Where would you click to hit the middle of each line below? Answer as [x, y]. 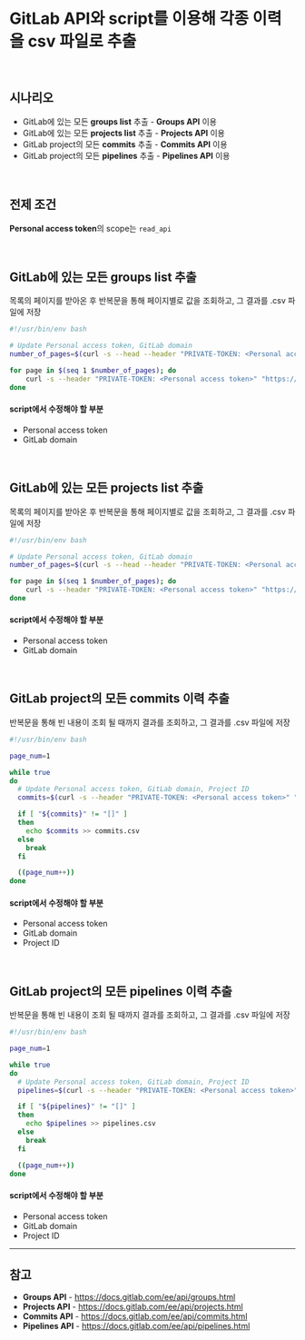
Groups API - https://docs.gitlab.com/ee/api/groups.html [129, 1297]
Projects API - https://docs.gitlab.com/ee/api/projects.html [133, 1307]
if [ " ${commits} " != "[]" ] [73, 814]
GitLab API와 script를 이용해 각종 [129, 19]
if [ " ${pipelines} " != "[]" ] [77, 1107]
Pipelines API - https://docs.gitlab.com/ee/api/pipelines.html [136, 1326]
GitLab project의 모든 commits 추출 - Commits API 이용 [125, 144]
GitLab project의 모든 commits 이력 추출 [119, 699]
